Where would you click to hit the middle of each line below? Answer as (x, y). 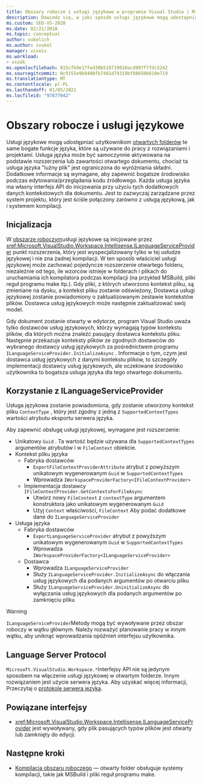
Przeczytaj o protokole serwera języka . (54, 688)
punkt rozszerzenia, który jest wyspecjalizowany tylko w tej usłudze (97, 252)
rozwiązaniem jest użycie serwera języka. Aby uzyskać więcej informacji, (97, 682)
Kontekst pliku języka (41, 454)
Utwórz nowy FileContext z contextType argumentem (99, 498)
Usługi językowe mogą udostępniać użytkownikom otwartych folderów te (97, 142)
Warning (17, 612)
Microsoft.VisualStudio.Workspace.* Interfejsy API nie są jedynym (88, 669)
